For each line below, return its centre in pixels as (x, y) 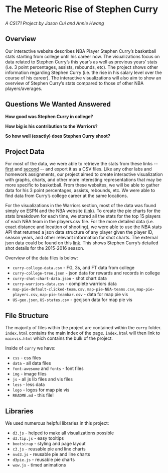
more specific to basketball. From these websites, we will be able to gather (82, 185)
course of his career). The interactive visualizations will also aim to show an (83, 78)
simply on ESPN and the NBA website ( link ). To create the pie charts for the (83, 211)
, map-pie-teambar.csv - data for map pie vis (83, 295)
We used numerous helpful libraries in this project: (57, 423)
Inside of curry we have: (30, 348)
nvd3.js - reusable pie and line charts (51, 454)
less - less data (29, 385)
